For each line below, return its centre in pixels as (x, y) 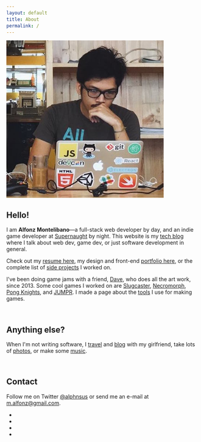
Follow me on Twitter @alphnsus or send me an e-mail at (78, 396)
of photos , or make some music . (47, 351)
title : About (23, 19)
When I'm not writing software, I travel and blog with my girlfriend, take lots (101, 344)
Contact (22, 382)
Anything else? (36, 330)
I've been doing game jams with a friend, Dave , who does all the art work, (99, 279)
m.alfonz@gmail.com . (33, 403)
